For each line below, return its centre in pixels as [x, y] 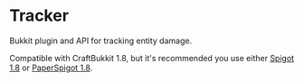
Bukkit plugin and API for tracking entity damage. [101, 41]
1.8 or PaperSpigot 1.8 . [51, 68]
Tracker [39, 16]
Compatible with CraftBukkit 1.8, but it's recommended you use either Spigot [152, 58]
